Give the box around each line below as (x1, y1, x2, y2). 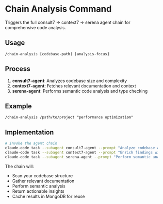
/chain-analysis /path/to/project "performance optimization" (5, 115, 133, 120)
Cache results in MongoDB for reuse (12, 193, 85, 199)
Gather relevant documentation (12, 178, 75, 184)
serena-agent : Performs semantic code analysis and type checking (12, 88, 148, 94)
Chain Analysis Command (5, 3, 112, 15)
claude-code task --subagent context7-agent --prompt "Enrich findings (5, 150, 153, 155)
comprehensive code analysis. (5, 24, 66, 30)
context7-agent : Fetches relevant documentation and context (12, 83, 136, 88)
